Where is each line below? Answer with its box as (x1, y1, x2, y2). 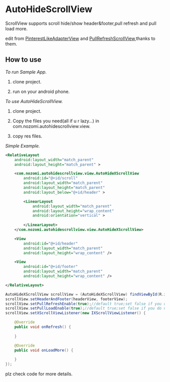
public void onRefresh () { (14, 324, 71, 329)
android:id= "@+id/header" (23, 241, 78, 246)
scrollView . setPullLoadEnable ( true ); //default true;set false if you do (5, 306, 162, 311)
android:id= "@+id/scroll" (23, 176, 78, 181)
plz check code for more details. (5, 371, 73, 377)
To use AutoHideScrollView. (5, 98, 63, 104)
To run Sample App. (5, 69, 47, 75)
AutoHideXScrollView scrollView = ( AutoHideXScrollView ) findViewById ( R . (5, 292, 164, 297)
